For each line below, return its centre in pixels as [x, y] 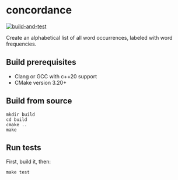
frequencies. [21, 44]
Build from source [39, 101]
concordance [39, 10]
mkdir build [20, 115]
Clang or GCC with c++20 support [56, 76]
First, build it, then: [29, 162]
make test [18, 172]
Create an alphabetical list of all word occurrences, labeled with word [90, 37]
